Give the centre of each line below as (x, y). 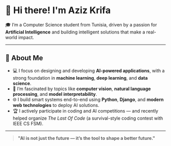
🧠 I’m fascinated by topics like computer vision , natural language (82, 89)
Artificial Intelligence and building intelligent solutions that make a (75, 32)
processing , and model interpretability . (55, 94)
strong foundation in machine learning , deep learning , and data (80, 78)
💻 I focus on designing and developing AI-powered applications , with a (89, 70)
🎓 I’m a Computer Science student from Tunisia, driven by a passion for (81, 24)
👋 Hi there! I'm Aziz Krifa (58, 10)
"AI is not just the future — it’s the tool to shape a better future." (86, 138)
